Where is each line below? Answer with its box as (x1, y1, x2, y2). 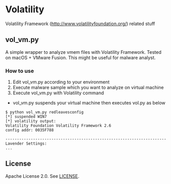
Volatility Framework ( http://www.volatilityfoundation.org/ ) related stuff (5, 21, 155, 27)
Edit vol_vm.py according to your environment (12, 79, 110, 85)
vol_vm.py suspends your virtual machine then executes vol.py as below (12, 100, 166, 106)
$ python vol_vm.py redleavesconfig (5, 110, 84, 115)
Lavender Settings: (5, 141, 47, 147)
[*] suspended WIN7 (5, 114, 47, 119)
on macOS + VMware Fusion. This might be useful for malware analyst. (5, 54, 156, 60)
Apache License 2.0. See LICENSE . (5, 173, 80, 179)
